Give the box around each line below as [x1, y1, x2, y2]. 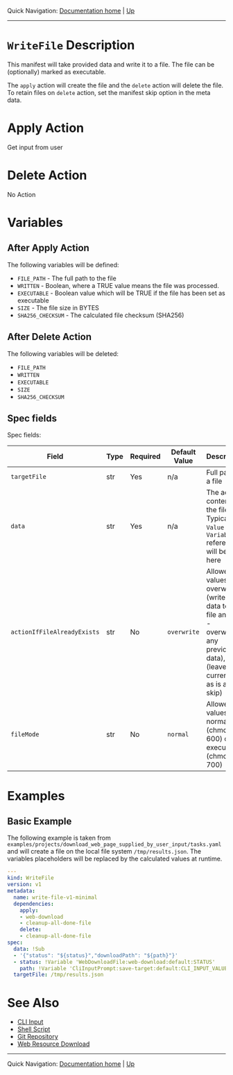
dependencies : [13, 900, 54, 907]
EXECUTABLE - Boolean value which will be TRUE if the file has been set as [17, 289, 225, 297]
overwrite [167, 628, 200, 636]
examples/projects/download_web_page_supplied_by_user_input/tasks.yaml [7, 841, 222, 848]
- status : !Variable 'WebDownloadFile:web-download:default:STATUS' [13, 958, 216, 965]
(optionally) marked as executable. [7, 67, 106, 76]
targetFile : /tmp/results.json [13, 972, 104, 979]
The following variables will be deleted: [7, 349, 119, 357]
